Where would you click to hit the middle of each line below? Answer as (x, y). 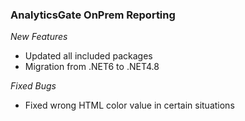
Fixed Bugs (33, 86)
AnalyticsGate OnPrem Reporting (93, 15)
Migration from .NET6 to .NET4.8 (92, 67)
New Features (39, 37)
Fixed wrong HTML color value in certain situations (129, 105)
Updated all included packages (88, 56)
